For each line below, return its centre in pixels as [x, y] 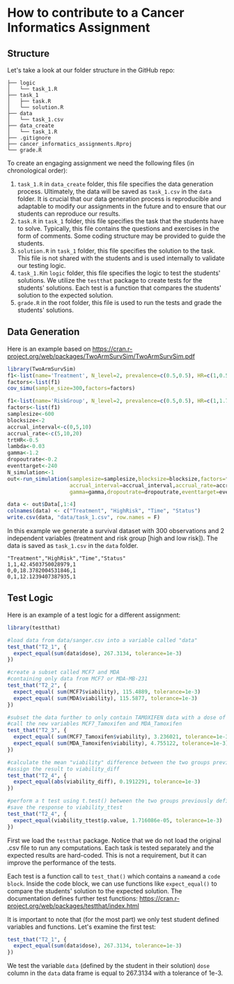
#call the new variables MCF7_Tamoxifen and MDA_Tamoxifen [95, 724]
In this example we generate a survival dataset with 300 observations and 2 [116, 531]
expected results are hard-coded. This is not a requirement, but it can [107, 855]
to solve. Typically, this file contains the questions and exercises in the [118, 229]
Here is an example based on [49, 349]
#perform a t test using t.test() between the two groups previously [110, 801]
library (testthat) [34, 627]
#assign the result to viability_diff [63, 769]
